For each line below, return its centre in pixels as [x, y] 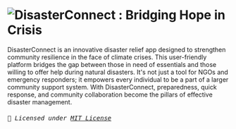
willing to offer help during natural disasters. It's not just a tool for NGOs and [118, 72]
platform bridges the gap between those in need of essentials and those [112, 64]
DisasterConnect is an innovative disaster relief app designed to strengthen [117, 49]
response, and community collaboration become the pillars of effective [110, 94]
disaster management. [40, 102]
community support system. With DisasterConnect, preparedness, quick [112, 87]
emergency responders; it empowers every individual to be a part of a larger [118, 79]
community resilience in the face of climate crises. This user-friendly [107, 57]
